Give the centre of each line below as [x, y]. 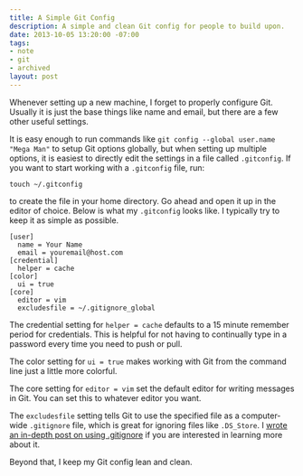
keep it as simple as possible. [64, 220]
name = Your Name [50, 245]
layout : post [34, 77]
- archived [30, 69]
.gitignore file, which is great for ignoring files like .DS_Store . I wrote [158, 425]
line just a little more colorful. [63, 370]
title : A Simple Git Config [62, 18]
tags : [19, 43]
